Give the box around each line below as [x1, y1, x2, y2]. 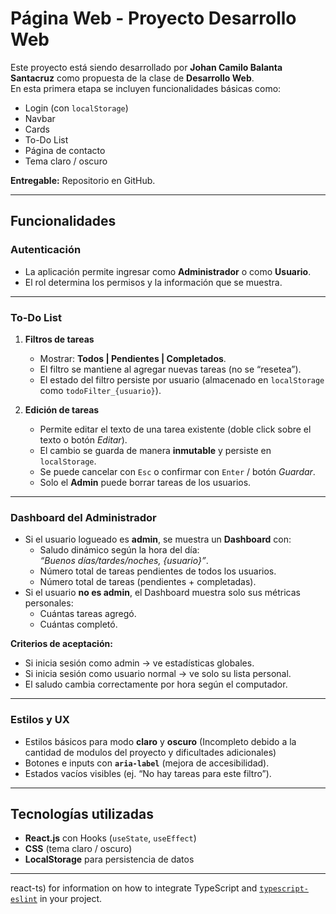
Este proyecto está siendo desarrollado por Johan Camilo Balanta [10, 61, 283, 73]
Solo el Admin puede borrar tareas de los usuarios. [39, 476, 252, 488]
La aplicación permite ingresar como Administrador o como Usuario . [24, 265, 312, 277]
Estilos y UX [10, 713, 70, 727]
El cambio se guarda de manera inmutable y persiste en [39, 444, 272, 456]
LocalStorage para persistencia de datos [24, 853, 195, 866]
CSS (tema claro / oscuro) [24, 843, 133, 855]
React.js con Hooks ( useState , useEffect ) [24, 832, 197, 844]
